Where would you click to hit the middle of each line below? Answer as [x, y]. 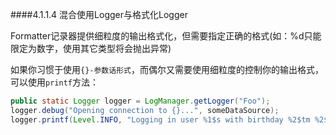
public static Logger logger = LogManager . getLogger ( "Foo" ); [140, 101]
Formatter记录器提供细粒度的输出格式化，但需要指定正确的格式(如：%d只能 [166, 36]
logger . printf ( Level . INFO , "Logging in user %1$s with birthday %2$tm [160, 119]
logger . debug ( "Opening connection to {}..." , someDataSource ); [145, 110]
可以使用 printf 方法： [54, 82]
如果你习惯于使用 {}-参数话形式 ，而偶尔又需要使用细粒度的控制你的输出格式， [167, 69]
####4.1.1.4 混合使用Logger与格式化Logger [99, 14]
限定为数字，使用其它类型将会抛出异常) [91, 48]
